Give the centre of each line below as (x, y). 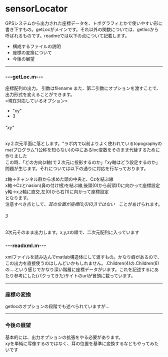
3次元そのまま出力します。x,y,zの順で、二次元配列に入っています (72, 232)
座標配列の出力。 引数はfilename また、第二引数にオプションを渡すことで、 (83, 88)
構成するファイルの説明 (36, 46)
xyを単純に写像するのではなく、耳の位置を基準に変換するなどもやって (77, 343)
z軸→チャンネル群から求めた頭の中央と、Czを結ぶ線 (59, 179)
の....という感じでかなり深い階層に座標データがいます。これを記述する (77, 269)
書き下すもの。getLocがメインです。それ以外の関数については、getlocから (82, 29)
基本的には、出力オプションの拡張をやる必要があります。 (64, 337)
